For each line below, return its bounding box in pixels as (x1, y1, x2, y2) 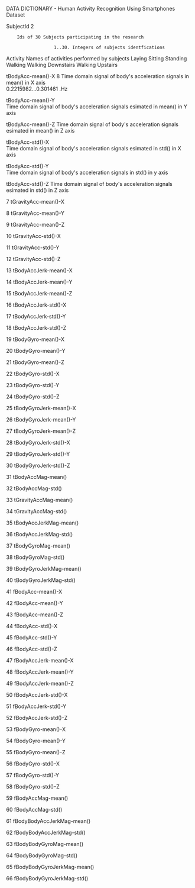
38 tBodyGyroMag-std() (6, 554, 65, 561)
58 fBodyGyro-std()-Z (6, 783, 60, 790)
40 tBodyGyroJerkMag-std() (6, 577, 76, 584)
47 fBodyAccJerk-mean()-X (6, 657, 74, 664)
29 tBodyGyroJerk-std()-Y (6, 451, 70, 458)
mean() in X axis (6, 79, 46, 86)
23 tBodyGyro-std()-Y (6, 382, 60, 388)
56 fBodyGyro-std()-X (6, 760, 60, 767)
